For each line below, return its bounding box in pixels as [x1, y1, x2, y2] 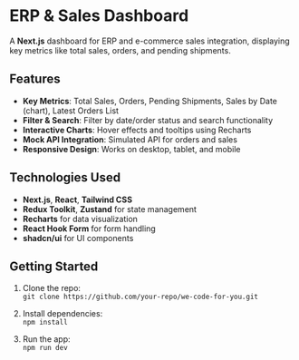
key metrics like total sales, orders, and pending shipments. [9, 44, 231, 55]
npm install [22, 318, 68, 327]
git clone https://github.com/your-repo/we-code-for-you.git [22, 292, 259, 302]
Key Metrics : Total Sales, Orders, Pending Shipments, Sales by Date [22, 95, 278, 106]
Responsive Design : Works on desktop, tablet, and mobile [22, 143, 241, 154]
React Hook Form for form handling [22, 223, 156, 234]
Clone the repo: [22, 283, 82, 294]
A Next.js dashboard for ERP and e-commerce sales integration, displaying [9, 35, 290, 46]
